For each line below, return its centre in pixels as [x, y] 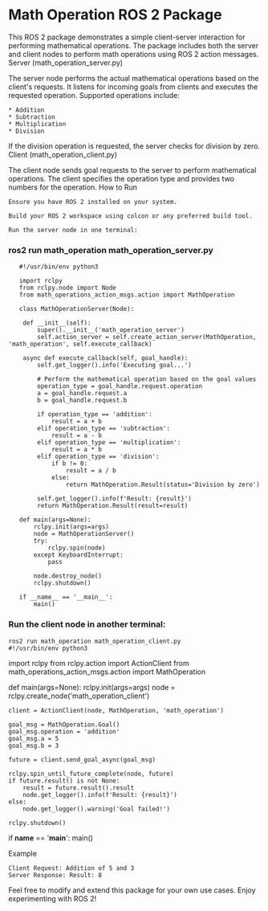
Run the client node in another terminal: [87, 624]
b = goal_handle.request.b [82, 400]
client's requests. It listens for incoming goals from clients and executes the [133, 87]
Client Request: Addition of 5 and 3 [71, 868]
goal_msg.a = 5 [34, 738]
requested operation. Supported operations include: [94, 95]
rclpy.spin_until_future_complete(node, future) [91, 774]
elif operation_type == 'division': [98, 457]
